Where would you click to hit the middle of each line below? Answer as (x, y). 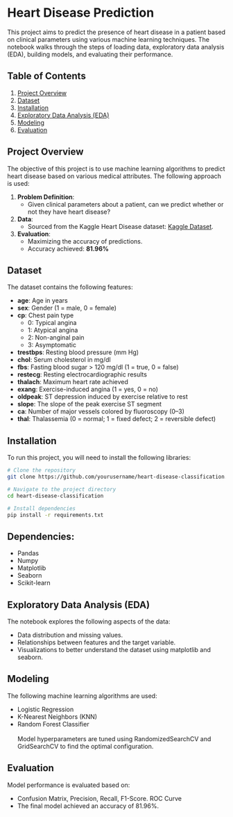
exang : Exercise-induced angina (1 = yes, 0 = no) (87, 389)
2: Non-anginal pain (56, 338)
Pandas (28, 553)
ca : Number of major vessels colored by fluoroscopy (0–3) (101, 411)
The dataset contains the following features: (70, 287)
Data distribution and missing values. (70, 635)
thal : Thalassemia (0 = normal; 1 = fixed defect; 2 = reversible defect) (116, 419)
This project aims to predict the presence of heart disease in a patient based (116, 32)
